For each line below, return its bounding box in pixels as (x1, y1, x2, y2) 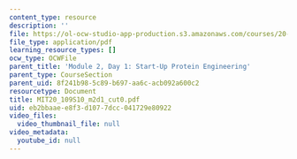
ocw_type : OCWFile (9, 54, 77, 63)
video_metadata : (9, 128, 69, 137)
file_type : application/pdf (9, 37, 113, 47)
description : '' (9, 21, 69, 30)
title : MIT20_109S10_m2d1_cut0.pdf (9, 95, 141, 104)
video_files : (9, 111, 57, 120)
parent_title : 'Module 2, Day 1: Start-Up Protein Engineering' (9, 63, 251, 72)
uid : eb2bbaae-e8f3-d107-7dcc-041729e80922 (9, 103, 172, 112)
